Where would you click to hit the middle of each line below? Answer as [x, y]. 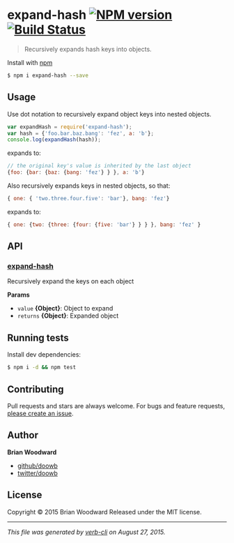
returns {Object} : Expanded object [68, 316]
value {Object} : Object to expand [65, 308]
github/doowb [37, 466]
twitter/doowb [37, 473]
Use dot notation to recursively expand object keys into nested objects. [109, 114]
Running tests [38, 337]
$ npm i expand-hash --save [48, 75]
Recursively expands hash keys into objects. [88, 49]
